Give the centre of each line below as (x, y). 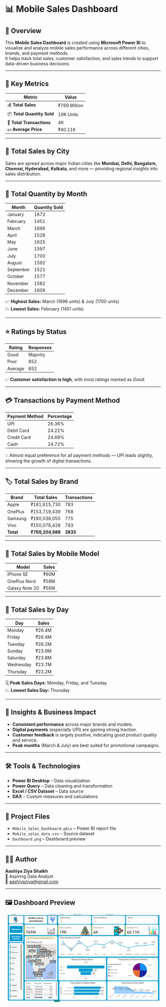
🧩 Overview (23, 30)
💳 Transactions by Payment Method (62, 400)
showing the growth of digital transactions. (49, 461)
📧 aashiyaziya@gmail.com (32, 882)
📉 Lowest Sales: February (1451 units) (44, 309)
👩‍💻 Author (21, 859)
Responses (40, 347)
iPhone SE (18, 574)
